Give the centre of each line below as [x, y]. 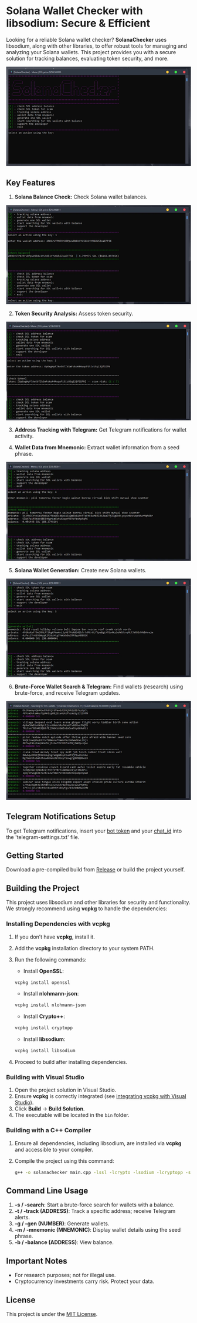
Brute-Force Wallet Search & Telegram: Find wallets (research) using [99, 687]
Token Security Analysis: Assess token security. [74, 314]
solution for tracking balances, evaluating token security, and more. [87, 58]
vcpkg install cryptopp [44, 1028]
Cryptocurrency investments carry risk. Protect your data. [84, 1281]
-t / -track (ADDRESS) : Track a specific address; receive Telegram [95, 1211]
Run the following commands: [50, 959]
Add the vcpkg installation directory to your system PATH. [84, 948]
